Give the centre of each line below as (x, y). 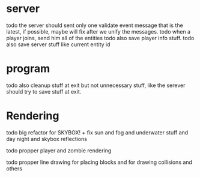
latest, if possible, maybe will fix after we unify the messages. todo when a (98, 31)
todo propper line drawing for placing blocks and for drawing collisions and (99, 162)
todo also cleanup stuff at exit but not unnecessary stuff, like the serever (96, 85)
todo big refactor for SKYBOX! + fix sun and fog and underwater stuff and (97, 132)
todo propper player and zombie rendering (59, 150)
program (28, 69)
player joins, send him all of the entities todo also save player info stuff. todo (100, 38)
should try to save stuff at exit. (44, 91)
